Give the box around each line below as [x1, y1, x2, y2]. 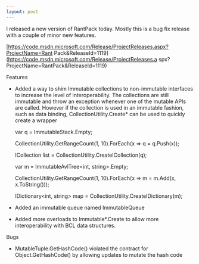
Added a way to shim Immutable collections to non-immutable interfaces [14, 85, 194, 92]
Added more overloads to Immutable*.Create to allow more [14, 215, 159, 222]
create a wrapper [14, 117, 58, 124]
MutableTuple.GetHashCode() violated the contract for [14, 245, 149, 252]
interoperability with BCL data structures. [14, 222, 116, 229]
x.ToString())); [14, 181, 49, 188]
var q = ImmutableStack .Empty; [14, 128, 92, 135]
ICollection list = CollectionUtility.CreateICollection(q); [14, 151, 147, 159]
